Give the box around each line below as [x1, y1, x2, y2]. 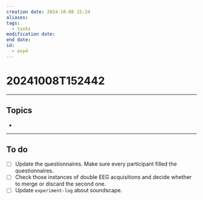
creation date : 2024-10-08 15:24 [6, 8, 91, 15]
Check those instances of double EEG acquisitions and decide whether [14, 173, 192, 181]
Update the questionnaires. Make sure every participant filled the [14, 160, 177, 167]
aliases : [6, 14, 28, 20]
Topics [6, 105, 33, 116]
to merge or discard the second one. [14, 180, 106, 187]
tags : [6, 20, 20, 26]
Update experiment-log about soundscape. [14, 187, 123, 194]
